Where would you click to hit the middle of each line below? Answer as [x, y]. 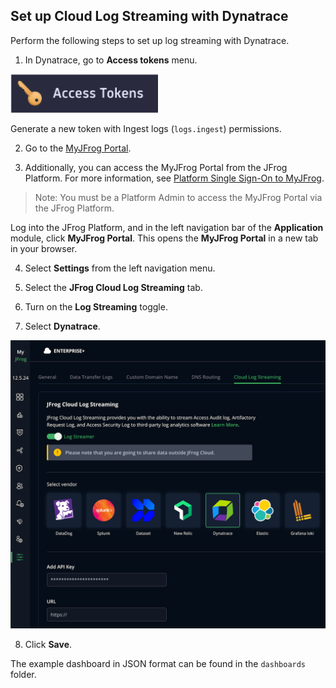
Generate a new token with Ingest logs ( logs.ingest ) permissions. [146, 128]
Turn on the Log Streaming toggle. [96, 306]
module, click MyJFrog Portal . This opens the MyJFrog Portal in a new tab [164, 238]
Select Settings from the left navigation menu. [120, 268]
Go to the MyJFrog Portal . [78, 148]
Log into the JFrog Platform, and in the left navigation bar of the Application [167, 227]
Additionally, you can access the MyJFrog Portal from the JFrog [156, 167]
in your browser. [44, 248]
